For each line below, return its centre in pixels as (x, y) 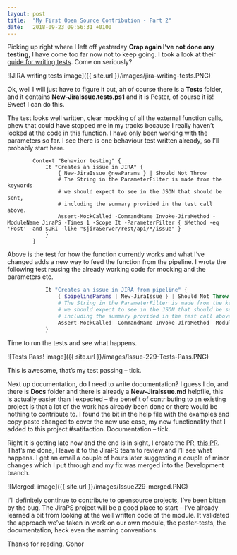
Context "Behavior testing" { (77, 161)
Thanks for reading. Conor (46, 544)
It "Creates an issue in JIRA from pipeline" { (116, 290)
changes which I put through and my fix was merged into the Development (116, 465)
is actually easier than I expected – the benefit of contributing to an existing (117, 399)
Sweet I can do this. (36, 105)
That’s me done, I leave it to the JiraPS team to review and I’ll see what (110, 450)
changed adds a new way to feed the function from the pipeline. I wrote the (117, 262)
